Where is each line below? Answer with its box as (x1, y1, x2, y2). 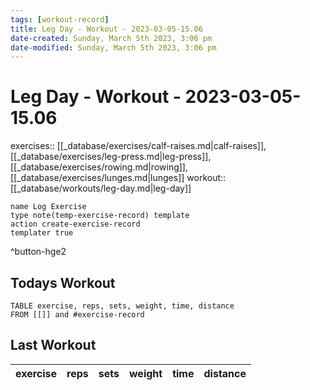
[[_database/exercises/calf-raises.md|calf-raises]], (56, 140, 267, 152)
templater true (10, 228, 74, 238)
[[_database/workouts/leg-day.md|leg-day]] (10, 182, 192, 195)
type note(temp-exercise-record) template (10, 211, 190, 221)
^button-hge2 (10, 246, 67, 258)
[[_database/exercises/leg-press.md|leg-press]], (10, 151, 212, 163)
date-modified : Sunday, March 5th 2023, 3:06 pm (10, 42, 217, 53)
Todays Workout (10, 274, 116, 291)
